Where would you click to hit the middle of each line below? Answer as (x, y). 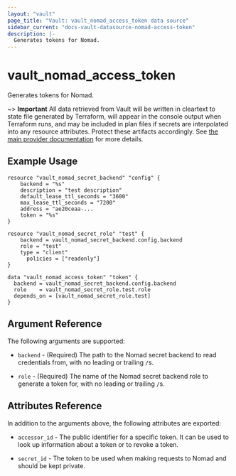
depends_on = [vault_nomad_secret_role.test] (82, 296)
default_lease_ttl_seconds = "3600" (75, 196)
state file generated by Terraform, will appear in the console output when (114, 117)
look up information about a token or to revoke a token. (98, 444)
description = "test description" (71, 190)
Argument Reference (55, 324)
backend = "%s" (43, 184)
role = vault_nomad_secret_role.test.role (82, 290)
